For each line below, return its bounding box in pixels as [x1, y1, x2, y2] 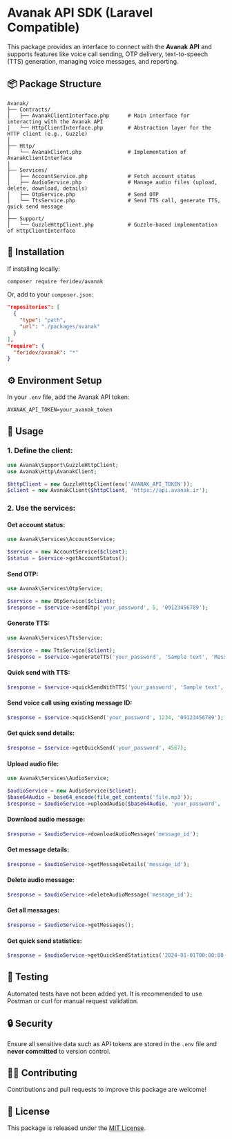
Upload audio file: [7, 759, 59, 768]
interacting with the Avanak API [7, 118, 104, 125]
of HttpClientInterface [7, 227, 76, 234]
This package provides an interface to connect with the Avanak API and [7, 42, 212, 51]
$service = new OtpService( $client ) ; [7, 598, 116, 605]
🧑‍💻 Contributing [7, 1067, 78, 1079]
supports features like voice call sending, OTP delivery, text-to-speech [7, 50, 209, 58]
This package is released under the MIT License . [7, 1124, 146, 1132]
